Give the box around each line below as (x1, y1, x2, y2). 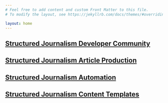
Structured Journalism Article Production (5, 56, 137, 65)
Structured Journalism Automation (5, 73, 116, 82)
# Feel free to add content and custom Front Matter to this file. (5, 7, 149, 12)
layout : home (5, 21, 32, 26)
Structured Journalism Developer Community (5, 39, 150, 48)
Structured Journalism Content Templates (5, 90, 139, 99)
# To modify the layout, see (5, 12, 66, 17)
